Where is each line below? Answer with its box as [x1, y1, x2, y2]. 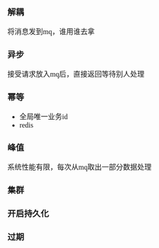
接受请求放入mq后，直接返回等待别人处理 [7, 69, 145, 78]
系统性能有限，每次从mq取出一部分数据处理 [7, 163, 152, 171]
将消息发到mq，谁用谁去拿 [7, 27, 95, 35]
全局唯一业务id [19, 112, 68, 120]
